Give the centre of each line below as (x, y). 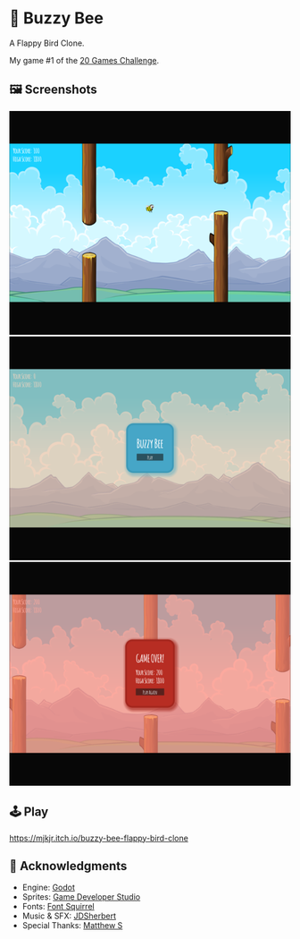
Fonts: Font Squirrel (58, 907)
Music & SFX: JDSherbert (69, 916)
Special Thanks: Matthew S (72, 926)
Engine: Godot (49, 888)
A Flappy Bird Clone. (47, 43)
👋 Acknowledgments (68, 866)
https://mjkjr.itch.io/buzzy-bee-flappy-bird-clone (99, 838)
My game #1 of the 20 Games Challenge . (84, 60)
